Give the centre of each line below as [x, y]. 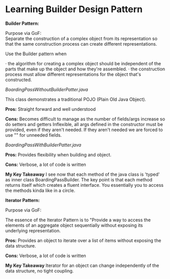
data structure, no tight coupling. [40, 271]
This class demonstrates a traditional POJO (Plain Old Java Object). [76, 99]
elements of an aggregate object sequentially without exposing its [74, 225]
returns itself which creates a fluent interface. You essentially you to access [84, 185]
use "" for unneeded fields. [33, 135]
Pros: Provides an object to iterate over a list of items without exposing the [83, 240]
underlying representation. [33, 230]
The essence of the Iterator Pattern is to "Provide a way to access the [78, 220]
